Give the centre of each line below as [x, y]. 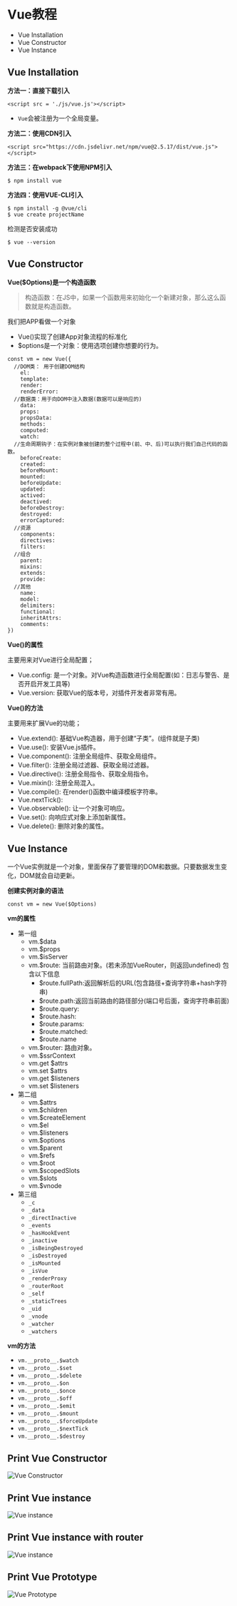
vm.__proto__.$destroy [51, 1437]
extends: [33, 573]
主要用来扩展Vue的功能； [44, 723]
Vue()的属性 [26, 644]
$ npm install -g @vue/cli [47, 208]
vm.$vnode [45, 1186]
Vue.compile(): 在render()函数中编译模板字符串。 [89, 792]
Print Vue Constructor [57, 1458]
